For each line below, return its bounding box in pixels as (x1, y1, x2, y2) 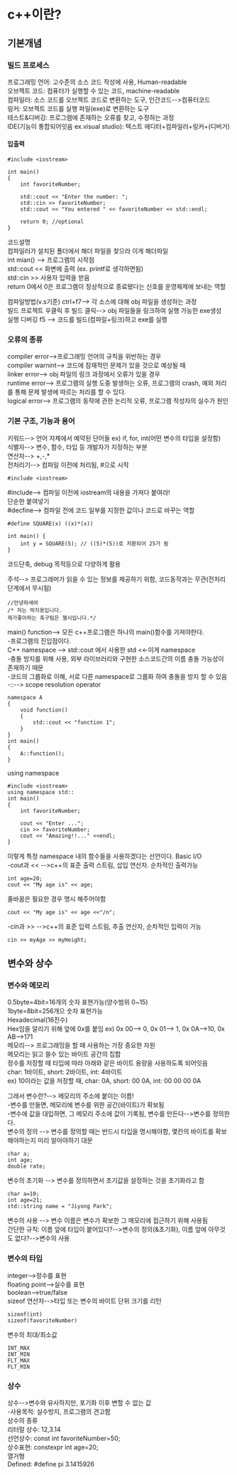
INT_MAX (7, 1344, 31, 1352)
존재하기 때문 (7, 663, 44, 672)
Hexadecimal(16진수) (7, 1015, 68, 1025)
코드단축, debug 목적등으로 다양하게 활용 (7, 559, 121, 568)
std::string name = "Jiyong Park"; (7, 1203, 113, 1210)
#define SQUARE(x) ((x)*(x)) (7, 520, 94, 527)
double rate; (7, 1163, 46, 1170)
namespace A (7, 694, 43, 701)
